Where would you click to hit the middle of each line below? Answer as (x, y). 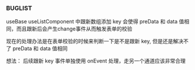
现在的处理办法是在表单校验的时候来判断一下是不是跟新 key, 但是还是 (90, 41)
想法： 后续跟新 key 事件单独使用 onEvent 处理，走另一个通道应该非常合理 (96, 61)
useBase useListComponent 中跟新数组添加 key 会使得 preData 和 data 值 (95, 22)
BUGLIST (19, 8)
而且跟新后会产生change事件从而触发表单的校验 (74, 29)
